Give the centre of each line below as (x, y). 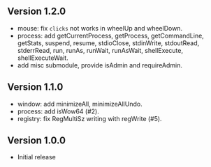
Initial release (36, 157)
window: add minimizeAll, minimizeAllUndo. (80, 104)
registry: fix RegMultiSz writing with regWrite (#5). (89, 118)
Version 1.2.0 (37, 11)
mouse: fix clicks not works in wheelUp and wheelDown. (100, 28)
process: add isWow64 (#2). (58, 111)
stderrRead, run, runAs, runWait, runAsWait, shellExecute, (100, 50)
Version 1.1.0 (35, 87)
